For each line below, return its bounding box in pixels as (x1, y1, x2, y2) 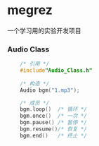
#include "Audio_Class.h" (20, 67, 93, 74)
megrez (7, 2, 53, 18)
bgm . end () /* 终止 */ (20, 132, 88, 139)
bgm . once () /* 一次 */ (20, 112, 88, 120)
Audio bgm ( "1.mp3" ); (20, 87, 80, 94)
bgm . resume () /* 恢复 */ (20, 126, 88, 133)
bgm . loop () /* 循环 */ (20, 106, 88, 113)
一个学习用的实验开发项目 (7, 26, 81, 35)
